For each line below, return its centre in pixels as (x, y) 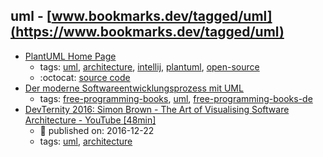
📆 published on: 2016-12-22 (97, 130)
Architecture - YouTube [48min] (90, 120)
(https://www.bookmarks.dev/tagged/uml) (147, 32)
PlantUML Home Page (70, 56)
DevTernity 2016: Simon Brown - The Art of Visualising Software (157, 109)
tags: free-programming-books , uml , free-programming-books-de (176, 98)
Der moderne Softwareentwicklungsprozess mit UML (134, 88)
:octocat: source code (85, 77)
